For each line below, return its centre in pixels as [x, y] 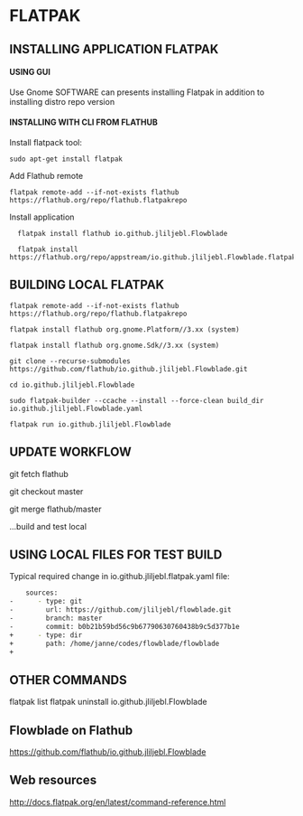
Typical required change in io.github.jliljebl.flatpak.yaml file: [119, 577]
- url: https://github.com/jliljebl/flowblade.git [120, 610]
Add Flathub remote [46, 175]
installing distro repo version [62, 101]
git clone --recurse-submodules [70, 361]
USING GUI [30, 72]
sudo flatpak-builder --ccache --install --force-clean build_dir [137, 400]
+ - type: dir [46, 635]
